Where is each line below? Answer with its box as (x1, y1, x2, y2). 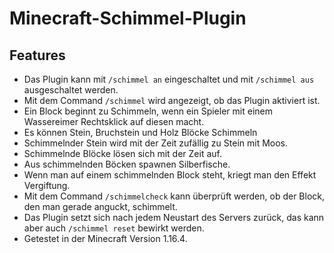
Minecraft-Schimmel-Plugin (9, 7, 247, 30)
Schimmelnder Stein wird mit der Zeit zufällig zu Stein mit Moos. (23, 137, 289, 149)
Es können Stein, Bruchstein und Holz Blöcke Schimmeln (23, 127, 258, 138)
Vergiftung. (23, 180, 71, 191)
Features (9, 47, 66, 64)
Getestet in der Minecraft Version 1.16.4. (23, 233, 188, 244)
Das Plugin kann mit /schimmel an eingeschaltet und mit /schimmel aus (23, 73, 315, 85)
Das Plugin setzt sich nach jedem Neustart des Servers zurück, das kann (23, 212, 325, 223)
